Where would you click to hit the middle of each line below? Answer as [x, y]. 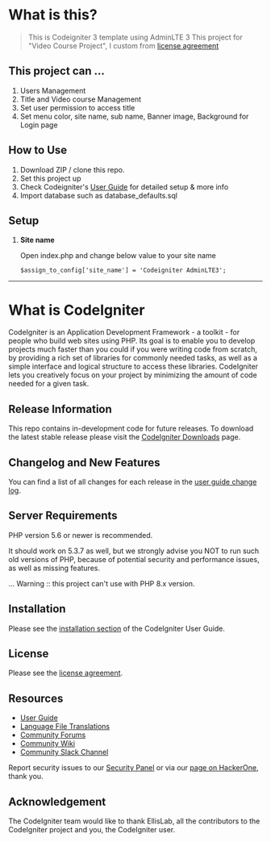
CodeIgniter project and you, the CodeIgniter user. [92, 829]
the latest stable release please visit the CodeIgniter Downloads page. [125, 437]
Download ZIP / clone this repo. [72, 169]
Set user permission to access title [77, 107]
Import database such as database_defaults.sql [98, 195]
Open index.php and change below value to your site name [118, 256]
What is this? [53, 15]
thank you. [26, 777]
